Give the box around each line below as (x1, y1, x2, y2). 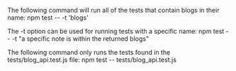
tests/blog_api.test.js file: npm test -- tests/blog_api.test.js (7, 56, 177, 64)
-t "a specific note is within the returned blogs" (11, 34, 150, 43)
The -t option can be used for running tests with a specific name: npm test (7, 27, 225, 35)
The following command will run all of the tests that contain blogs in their (7, 6, 220, 14)
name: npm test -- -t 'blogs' (7, 13, 89, 22)
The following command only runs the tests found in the (7, 49, 171, 56)
